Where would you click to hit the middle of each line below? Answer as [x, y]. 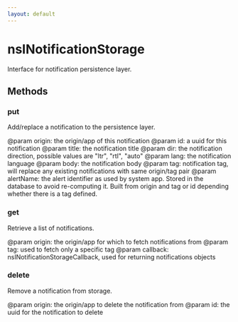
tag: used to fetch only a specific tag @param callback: [88, 249]
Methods [28, 91]
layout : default [31, 14]
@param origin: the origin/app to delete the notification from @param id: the [119, 304]
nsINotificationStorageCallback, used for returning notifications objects [112, 256]
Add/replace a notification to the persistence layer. [81, 127]
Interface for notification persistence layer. [70, 69]
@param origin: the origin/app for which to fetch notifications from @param [118, 241]
